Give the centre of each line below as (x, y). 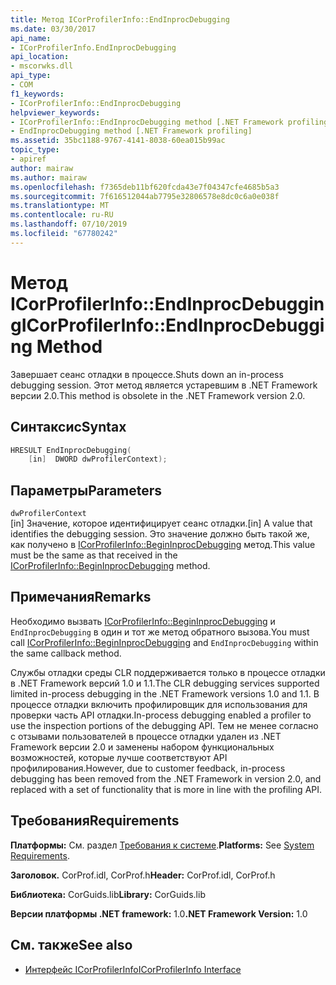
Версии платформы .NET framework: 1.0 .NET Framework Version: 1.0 (159, 913)
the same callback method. (66, 653)
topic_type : (35, 150)
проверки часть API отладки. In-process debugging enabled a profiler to (161, 715)
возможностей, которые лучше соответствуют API (119, 757)
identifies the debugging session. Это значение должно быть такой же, (160, 534)
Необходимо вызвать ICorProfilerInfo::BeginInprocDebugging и (143, 621)
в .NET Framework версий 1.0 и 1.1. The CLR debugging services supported (165, 683)
